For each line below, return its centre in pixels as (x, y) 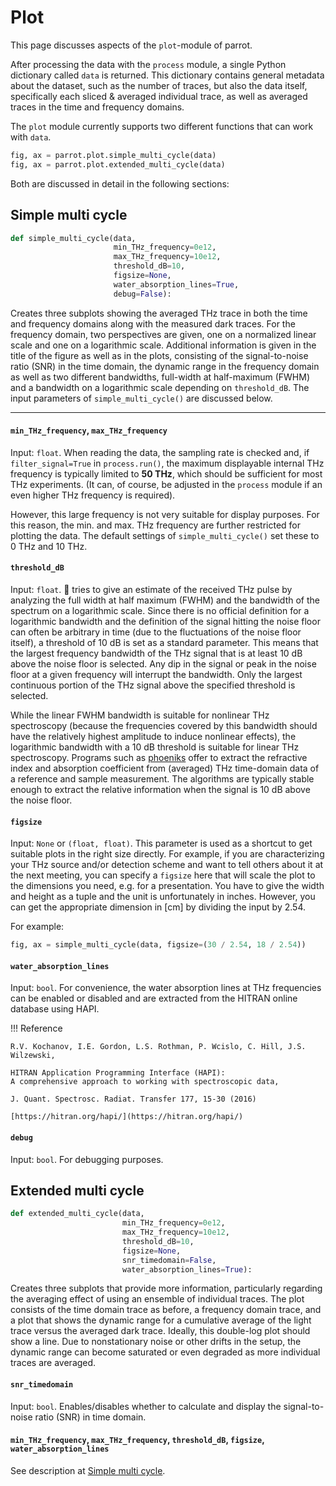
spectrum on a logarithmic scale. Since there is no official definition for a (160, 611)
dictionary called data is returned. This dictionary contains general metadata (167, 75)
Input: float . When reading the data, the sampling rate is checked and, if (160, 452)
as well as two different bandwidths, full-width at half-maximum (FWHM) (160, 377)
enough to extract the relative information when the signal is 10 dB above (160, 790)
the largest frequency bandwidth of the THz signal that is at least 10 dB (156, 653)
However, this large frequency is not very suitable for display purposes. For (165, 514)
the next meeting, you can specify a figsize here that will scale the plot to (163, 875)
